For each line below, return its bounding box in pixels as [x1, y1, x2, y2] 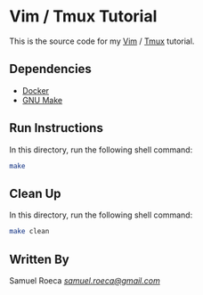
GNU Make [21, 94, 63, 105]
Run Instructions [9, 120, 104, 135]
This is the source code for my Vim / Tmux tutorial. [9, 36, 195, 46]
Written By [9, 251, 69, 266]
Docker [21, 85, 50, 95]
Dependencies [9, 61, 92, 77]
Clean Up [9, 185, 61, 201]
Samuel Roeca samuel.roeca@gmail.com [9, 275, 160, 286]
